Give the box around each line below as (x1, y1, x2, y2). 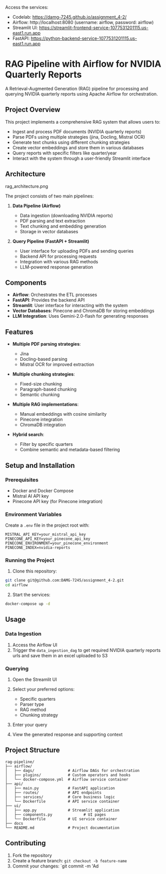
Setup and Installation (5, 461, 75, 469)
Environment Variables (5, 511, 62, 518)
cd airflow (5, 582, 28, 588)
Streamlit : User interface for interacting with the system (12, 303, 128, 309)
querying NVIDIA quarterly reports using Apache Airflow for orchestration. (5, 90, 158, 97)
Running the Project (5, 557, 54, 564)
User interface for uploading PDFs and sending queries (19, 248, 134, 254)
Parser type (19, 701, 44, 708)
